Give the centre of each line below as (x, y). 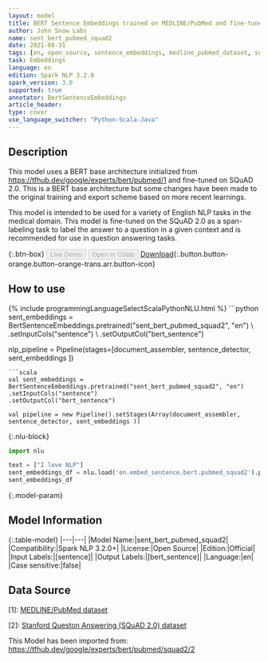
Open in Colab (113, 254)
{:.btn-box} (27, 253)
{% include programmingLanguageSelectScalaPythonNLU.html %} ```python (134, 308)
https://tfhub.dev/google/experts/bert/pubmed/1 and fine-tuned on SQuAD (131, 180)
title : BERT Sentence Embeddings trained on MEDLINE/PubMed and (117, 23)
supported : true (35, 90)
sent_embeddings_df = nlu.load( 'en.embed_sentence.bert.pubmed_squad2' (130, 473)
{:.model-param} (36, 495)
